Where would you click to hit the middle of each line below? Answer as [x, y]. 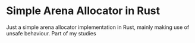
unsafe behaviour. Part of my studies [51, 33]
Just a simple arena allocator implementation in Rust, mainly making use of [98, 27]
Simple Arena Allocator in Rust [83, 11]
